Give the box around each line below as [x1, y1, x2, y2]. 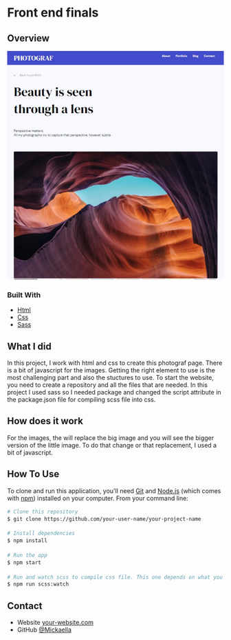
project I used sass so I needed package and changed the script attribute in [7, 388, 221, 397]
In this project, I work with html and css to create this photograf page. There [7, 359, 223, 367]
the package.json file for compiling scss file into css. [7, 395, 156, 404]
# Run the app [7, 552, 48, 559]
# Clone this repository [7, 508, 78, 515]
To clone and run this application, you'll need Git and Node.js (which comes [7, 486, 221, 494]
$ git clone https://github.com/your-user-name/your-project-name [7, 515, 201, 522]
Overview [7, 32, 50, 44]
